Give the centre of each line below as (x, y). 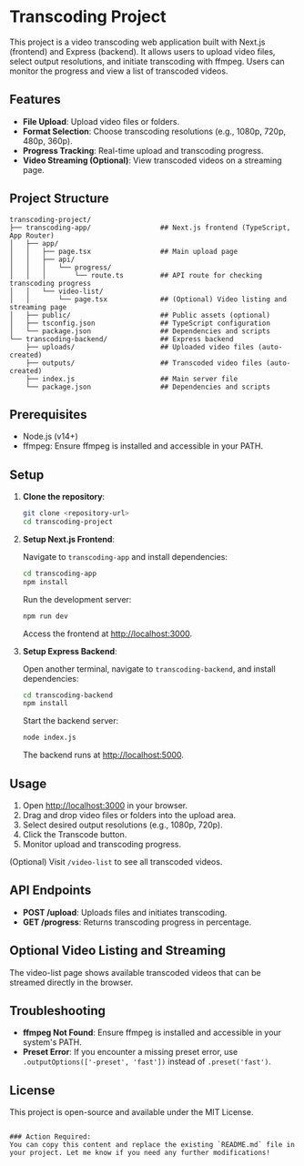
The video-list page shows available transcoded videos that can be (135, 972)
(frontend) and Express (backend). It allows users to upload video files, (142, 51)
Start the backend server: (71, 721)
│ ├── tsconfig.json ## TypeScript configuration (140, 323)
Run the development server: (77, 599)
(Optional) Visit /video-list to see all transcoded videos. (116, 862)
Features (35, 100)
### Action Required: (51, 1137)
